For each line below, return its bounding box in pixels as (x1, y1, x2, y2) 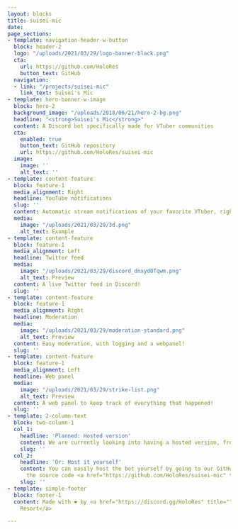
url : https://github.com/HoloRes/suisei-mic (20, 149, 154, 156)
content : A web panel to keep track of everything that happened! (13, 399, 214, 406)
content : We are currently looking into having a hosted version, (20, 439, 220, 446)
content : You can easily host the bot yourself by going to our (20, 465, 214, 472)
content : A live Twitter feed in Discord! (13, 281, 141, 288)
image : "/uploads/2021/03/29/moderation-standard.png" (20, 327, 186, 334)
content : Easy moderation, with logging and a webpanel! (13, 340, 186, 347)
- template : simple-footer (7, 485, 87, 492)
